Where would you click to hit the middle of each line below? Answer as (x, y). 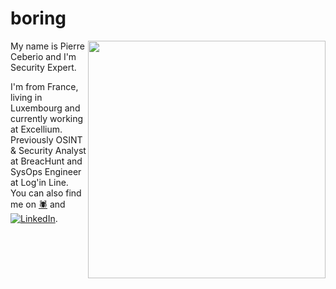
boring (38, 18)
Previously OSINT (46, 139)
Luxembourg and (45, 108)
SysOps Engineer (46, 171)
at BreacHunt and (46, 161)
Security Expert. (43, 67)
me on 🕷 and (38, 204)
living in (26, 97)
